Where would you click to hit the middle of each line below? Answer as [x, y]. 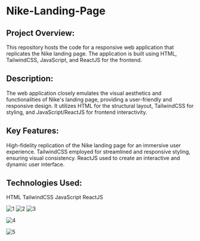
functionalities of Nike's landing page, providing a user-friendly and [89, 99]
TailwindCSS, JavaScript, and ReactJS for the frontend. [74, 60]
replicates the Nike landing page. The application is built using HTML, [92, 54]
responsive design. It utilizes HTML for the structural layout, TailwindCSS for [100, 106]
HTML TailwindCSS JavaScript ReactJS [55, 197]
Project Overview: [40, 33]
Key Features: [33, 131]
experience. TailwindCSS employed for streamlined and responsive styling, [99, 152]
